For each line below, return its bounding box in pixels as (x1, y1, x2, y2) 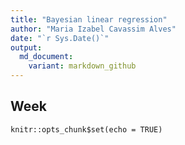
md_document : (19, 52, 74, 62)
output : (10, 42, 43, 53)
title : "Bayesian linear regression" (10, 14, 168, 25)
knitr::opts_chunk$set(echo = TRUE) (10, 124, 163, 135)
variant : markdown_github (28, 61, 137, 71)
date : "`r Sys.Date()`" (10, 33, 110, 43)
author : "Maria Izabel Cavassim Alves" (10, 24, 177, 34)
